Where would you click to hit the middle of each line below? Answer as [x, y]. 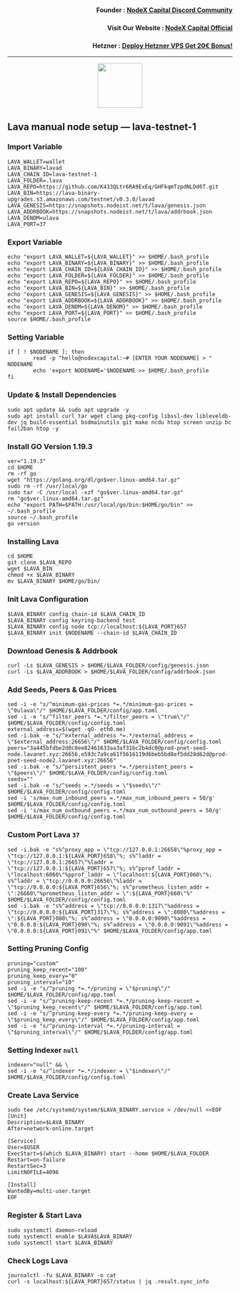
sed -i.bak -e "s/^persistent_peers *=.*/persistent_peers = [100, 767]
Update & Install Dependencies [62, 395]
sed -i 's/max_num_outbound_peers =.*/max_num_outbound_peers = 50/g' [115, 811]
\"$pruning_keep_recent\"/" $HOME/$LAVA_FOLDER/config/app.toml [105, 1007]
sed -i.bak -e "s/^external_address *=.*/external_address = [100, 736]
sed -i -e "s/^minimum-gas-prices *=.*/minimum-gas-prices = [100, 705]
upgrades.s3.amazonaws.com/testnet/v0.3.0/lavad [81, 199]
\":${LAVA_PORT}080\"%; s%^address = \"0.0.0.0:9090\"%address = [106, 918]
